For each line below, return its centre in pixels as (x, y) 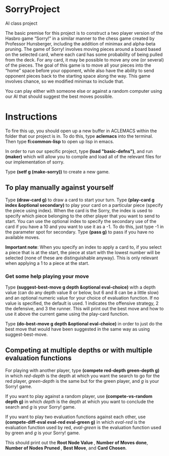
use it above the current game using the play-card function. (67, 314)
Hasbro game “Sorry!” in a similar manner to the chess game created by (80, 38)
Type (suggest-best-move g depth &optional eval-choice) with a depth (80, 287)
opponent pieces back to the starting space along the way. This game (78, 76)
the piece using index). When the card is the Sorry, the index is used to (79, 210)
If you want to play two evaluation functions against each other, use (75, 417)
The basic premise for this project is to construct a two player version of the (84, 33)
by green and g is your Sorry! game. (43, 433)
